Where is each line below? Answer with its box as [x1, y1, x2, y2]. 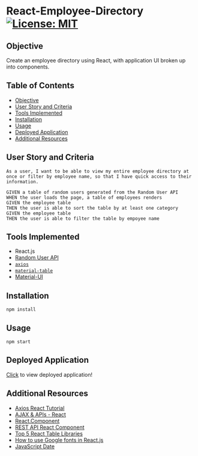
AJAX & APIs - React [14, 410, 66, 418]
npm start [6, 339, 31, 345]
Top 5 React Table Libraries [14, 430, 83, 437]
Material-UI [14, 273, 43, 281]
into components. [6, 63, 50, 70]
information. [6, 178, 39, 184]
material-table [14, 268, 53, 274]
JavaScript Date [14, 443, 55, 450]
